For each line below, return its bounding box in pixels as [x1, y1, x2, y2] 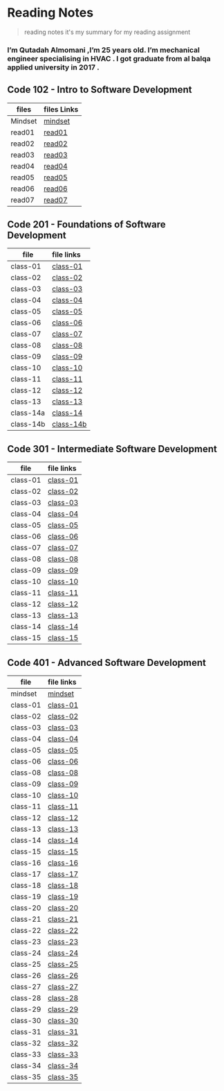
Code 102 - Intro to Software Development [7, 84, 192, 96]
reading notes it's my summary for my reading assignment [24, 28, 191, 36]
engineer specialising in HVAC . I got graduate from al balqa [7, 53, 211, 63]
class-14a [10, 408, 45, 418]
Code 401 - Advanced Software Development [7, 657, 206, 669]
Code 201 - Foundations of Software [7, 218, 166, 230]
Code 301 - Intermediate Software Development [7, 443, 218, 455]
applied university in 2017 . [7, 62, 100, 72]
